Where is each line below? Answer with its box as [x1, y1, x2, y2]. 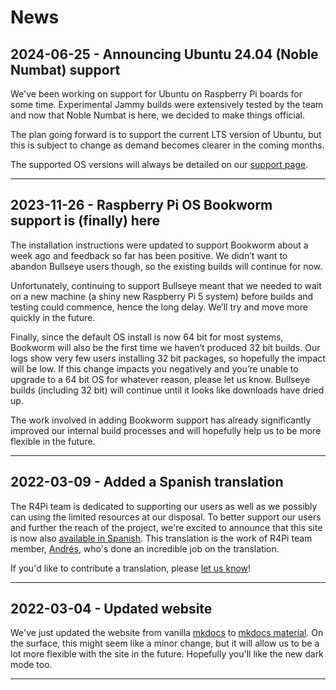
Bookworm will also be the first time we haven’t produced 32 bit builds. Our [10, 341, 321, 353]
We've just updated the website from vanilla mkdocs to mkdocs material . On [10, 627, 324, 639]
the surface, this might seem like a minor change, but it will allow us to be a [10, 637, 320, 650]
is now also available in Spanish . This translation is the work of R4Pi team [10, 532, 313, 544]
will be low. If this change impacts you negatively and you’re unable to [10, 362, 299, 375]
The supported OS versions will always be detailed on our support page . [10, 159, 309, 170]
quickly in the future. [10, 311, 96, 323]
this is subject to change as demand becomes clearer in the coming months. [10, 139, 325, 151]
